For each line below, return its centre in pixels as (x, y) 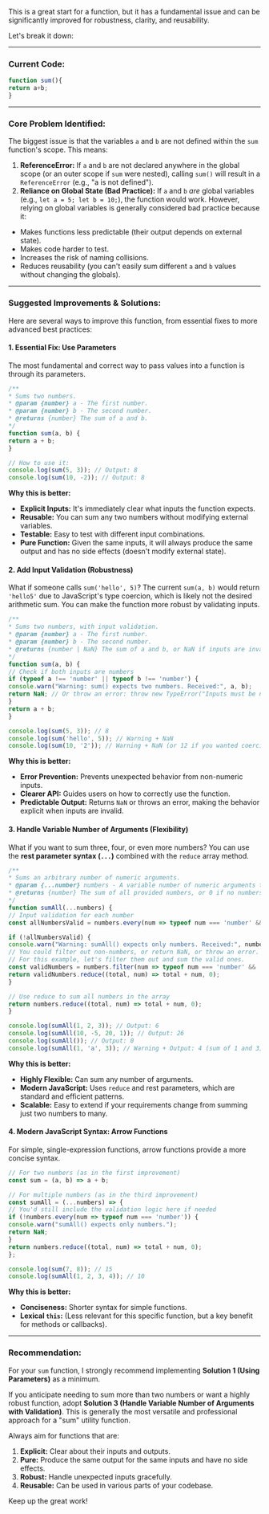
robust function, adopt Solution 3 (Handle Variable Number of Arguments (131, 1403)
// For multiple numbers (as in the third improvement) (103, 1195)
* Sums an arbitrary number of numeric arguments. (94, 878)
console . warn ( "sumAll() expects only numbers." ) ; (93, 1225)
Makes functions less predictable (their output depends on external (131, 232)
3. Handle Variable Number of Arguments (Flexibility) (98, 829)
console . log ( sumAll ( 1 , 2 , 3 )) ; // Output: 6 (84, 1026)
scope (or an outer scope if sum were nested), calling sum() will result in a (140, 174)
